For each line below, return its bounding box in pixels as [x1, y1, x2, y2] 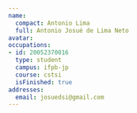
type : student [15, 56, 62, 64]
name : [8, 11, 26, 20]
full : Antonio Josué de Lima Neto [15, 26, 129, 34]
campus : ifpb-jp [15, 64, 69, 72]
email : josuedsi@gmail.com [15, 93, 105, 101]
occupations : [8, 41, 51, 49]
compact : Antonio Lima [15, 19, 90, 27]
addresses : [8, 85, 44, 94]
